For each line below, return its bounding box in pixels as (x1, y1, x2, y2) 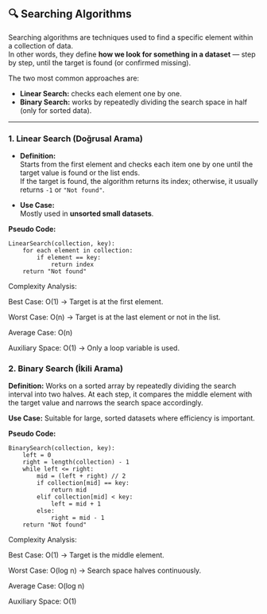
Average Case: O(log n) (8, 581, 85, 591)
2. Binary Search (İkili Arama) (8, 363, 123, 374)
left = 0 (22, 452, 52, 460)
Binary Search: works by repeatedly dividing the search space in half (19, 97, 248, 107)
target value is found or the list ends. (19, 168, 141, 178)
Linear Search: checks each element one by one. (19, 88, 183, 98)
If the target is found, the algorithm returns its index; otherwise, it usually (19, 177, 258, 186)
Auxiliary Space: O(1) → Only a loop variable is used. (8, 343, 180, 353)
